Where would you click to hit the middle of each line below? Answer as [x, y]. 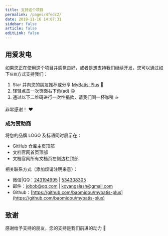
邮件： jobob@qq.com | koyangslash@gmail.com [63, 186]
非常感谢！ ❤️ [19, 109]
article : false [21, 29]
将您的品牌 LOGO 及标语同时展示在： [43, 135]
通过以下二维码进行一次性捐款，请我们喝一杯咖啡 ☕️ [65, 97]
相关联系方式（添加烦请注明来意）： [41, 169]
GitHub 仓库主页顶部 [34, 146]
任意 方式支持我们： [29, 74]
